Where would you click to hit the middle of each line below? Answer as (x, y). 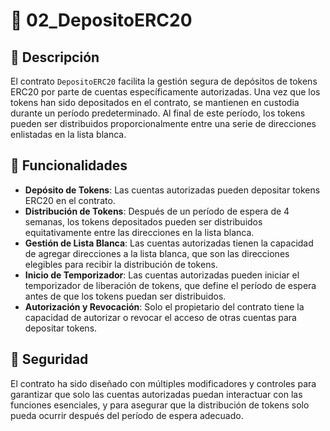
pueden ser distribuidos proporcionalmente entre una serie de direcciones (163, 123)
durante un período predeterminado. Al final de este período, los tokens (158, 113)
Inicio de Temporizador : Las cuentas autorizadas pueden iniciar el (162, 275)
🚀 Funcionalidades (69, 165)
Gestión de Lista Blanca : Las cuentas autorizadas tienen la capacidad (169, 243)
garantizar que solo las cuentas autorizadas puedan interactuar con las (156, 394)
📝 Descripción (55, 57)
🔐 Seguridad (49, 359)
